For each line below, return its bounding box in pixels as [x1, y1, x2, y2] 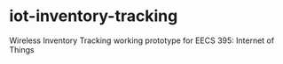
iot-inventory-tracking [9, 6, 178, 26]
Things [9, 44, 35, 54]
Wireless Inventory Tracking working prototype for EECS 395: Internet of [9, 35, 275, 46]
